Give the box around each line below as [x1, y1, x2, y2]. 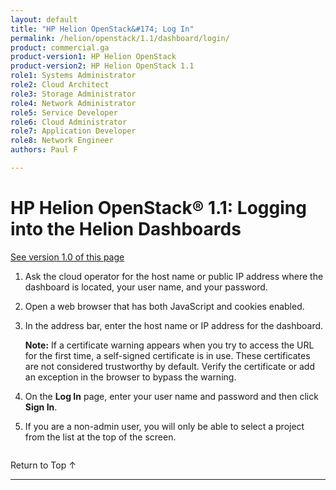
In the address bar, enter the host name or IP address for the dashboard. [24, 319, 324, 331]
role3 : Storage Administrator [10, 89, 137, 99]
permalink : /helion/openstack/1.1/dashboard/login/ [10, 33, 230, 43]
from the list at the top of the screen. [24, 431, 177, 443]
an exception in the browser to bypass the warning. [24, 371, 237, 383]
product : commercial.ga [10, 42, 110, 53]
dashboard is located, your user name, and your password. [24, 281, 268, 293]
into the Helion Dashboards [10, 218, 242, 241]
